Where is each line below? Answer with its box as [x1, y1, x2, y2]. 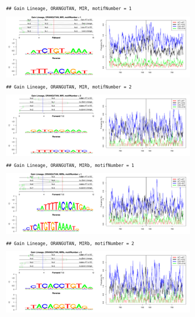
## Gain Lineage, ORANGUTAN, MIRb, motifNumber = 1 [6, 162, 134, 168]
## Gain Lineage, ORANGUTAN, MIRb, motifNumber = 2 [6, 241, 134, 247]
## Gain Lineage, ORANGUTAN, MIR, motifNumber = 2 [6, 84, 132, 90]
